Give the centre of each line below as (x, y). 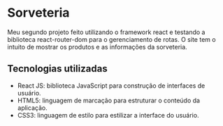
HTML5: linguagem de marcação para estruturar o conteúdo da (109, 100)
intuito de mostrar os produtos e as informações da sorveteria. (97, 47)
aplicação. (32, 108)
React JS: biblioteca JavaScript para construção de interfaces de (111, 86)
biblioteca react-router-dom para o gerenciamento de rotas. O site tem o (111, 39)
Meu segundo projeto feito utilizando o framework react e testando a (106, 32)
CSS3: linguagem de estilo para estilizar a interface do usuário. (108, 115)
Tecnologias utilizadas (57, 69)
